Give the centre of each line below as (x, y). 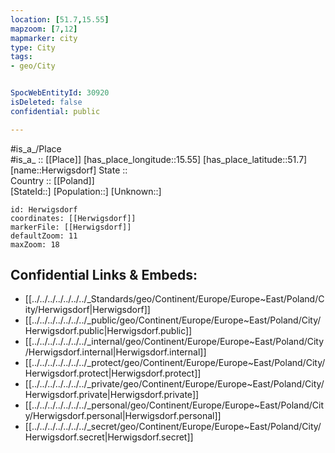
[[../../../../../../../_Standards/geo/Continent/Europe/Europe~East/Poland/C (174, 299)
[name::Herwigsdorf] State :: (69, 170)
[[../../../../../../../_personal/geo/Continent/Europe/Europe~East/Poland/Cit (174, 405)
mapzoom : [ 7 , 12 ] (44, 29)
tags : (21, 57)
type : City (33, 47)
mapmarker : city (44, 38)
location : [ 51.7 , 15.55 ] (60, 19)
